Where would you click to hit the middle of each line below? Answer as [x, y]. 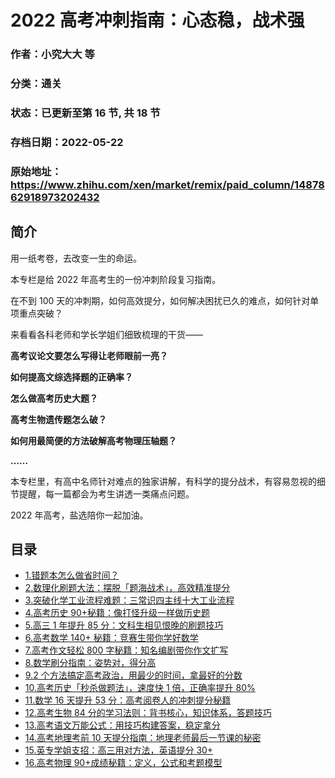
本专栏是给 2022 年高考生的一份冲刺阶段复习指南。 [116, 279]
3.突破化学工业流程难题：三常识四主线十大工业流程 [129, 600]
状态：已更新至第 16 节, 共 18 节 [85, 113]
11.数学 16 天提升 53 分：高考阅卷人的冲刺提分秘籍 [128, 700]
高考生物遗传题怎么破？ [58, 419]
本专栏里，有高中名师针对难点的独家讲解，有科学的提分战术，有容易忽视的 [163, 481]
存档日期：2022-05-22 [67, 142]
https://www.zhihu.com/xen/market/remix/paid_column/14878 [167, 184]
